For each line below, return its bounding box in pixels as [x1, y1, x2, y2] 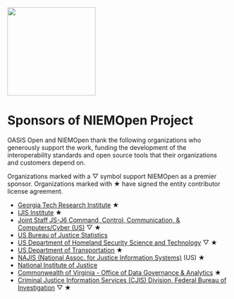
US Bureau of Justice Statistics [17, 230, 108, 239]
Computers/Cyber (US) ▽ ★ [17, 223, 101, 232]
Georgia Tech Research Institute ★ [17, 201, 120, 209]
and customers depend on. [7, 158, 86, 167]
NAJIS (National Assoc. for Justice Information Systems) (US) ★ [17, 253, 206, 262]
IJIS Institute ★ [17, 208, 62, 216]
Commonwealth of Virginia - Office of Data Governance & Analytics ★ [17, 268, 222, 276]
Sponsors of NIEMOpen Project [7, 112, 194, 129]
